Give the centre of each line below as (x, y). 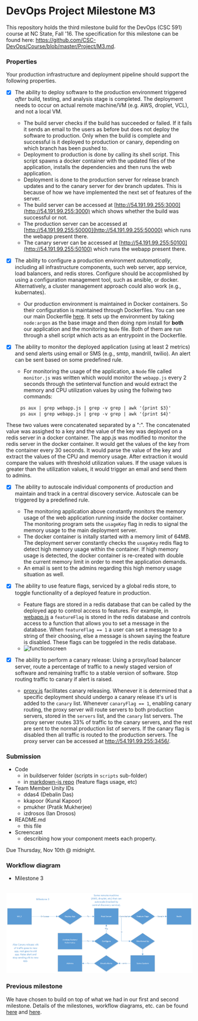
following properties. (31, 81)
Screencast (29, 832)
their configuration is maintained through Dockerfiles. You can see (104, 310)
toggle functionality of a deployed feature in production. (83, 593)
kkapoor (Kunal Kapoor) (53, 800)
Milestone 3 (29, 878)
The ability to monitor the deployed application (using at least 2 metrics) (102, 347)
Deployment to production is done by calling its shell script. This (102, 155)
